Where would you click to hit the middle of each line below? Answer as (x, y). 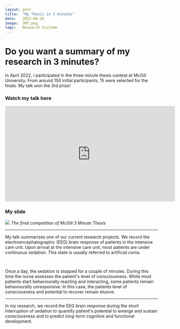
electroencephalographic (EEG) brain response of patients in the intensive (79, 242)
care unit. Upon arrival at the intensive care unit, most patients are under (78, 247)
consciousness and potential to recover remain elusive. (60, 292)
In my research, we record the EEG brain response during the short (72, 306)
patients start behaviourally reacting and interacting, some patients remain (79, 281)
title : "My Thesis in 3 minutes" (40, 14)
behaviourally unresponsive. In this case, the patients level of (66, 286)
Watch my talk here (28, 98)
